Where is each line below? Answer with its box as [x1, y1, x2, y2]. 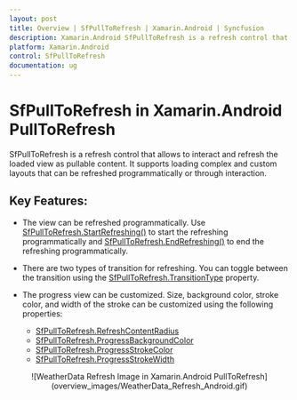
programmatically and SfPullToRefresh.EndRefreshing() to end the [21, 236, 265, 246]
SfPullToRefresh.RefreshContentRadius [35, 325, 180, 336]
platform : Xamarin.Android [9, 43, 109, 52]
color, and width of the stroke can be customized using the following [21, 299, 274, 309]
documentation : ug [9, 61, 77, 70]
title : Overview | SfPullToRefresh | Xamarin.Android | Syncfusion [9, 23, 265, 33]
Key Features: [9, 194, 88, 209]
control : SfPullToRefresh [9, 52, 105, 61]
